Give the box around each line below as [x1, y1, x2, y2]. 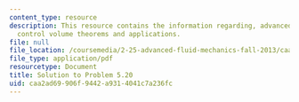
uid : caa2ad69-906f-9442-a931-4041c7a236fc [9, 79, 174, 88]
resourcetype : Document [9, 63, 98, 72]
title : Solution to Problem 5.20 [9, 71, 133, 80]
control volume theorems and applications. [17, 29, 181, 38]
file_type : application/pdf [9, 54, 114, 63]
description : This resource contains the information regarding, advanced [9, 21, 293, 30]
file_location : [9, 46, 66, 55]
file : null [9, 37, 50, 47]
